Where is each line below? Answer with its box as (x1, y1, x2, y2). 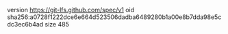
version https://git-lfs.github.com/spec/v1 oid (7, 6, 135, 14)
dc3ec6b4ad (7, 20, 44, 28)
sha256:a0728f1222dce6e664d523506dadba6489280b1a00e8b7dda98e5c (7, 13, 222, 21)
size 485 (45, 20, 70, 28)
